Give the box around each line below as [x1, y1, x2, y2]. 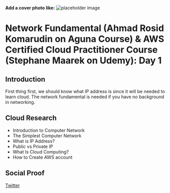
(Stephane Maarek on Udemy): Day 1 [5, 55, 162, 66]
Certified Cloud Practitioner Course [5, 44, 158, 56]
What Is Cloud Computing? [12, 148, 69, 155]
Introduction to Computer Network [12, 127, 85, 133]
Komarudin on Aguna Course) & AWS [5, 33, 164, 45]
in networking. [5, 99, 36, 105]
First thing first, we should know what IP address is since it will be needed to [5, 89, 165, 94]
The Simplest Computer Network [12, 132, 82, 139]
